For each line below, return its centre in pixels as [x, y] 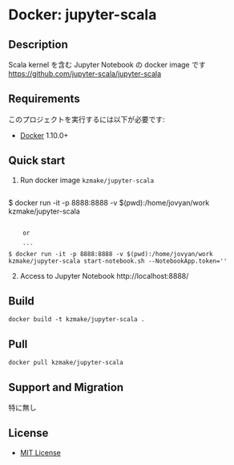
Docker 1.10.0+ [44, 135]
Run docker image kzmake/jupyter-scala [87, 180]
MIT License [40, 452]
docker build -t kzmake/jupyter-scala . [77, 320]
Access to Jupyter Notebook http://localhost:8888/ [104, 275]
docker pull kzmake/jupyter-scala [66, 363]
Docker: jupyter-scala [83, 15]
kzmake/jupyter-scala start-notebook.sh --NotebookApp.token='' [118, 261]
